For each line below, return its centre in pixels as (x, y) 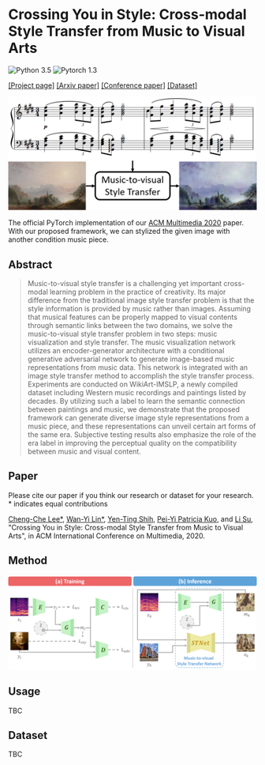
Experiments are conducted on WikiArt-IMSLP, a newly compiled (132, 384)
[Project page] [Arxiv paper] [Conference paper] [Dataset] (103, 85)
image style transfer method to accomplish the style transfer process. (141, 376)
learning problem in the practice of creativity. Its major (138, 292)
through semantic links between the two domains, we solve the (130, 326)
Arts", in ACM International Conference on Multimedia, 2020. (107, 536)
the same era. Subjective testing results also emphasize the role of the (142, 435)
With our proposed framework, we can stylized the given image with (119, 232)
